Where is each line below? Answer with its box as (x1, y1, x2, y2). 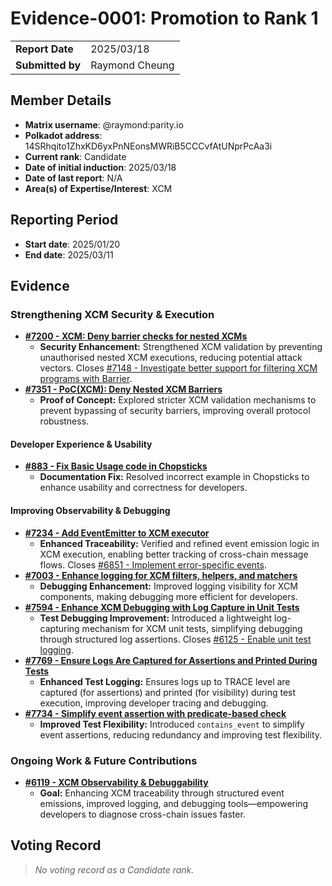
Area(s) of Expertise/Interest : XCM (24, 182, 173, 194)
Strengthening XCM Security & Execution (10, 307, 215, 321)
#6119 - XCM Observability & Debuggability (24, 776, 209, 788)
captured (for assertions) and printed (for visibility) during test (39, 686, 297, 698)
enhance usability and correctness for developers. (39, 482, 248, 494)
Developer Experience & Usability (10, 438, 153, 450)
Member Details (10, 92, 112, 109)
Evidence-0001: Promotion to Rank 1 (10, 7, 319, 30)
